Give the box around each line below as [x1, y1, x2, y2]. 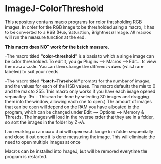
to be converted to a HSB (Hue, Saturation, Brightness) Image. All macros [5, 29, 152, 35]
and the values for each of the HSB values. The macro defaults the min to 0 [5, 83, 156, 89]
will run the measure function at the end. [5, 34, 86, 40]
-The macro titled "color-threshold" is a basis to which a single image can [5, 53, 154, 59]
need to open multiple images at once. [5, 139, 82, 145]
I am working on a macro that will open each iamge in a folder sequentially [5, 129, 154, 134]
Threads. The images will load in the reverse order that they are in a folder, [5, 114, 154, 120]
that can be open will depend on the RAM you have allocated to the [5, 104, 139, 110]
